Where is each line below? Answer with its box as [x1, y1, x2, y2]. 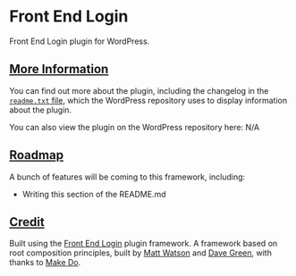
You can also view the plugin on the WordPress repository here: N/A [9, 121, 260, 132]
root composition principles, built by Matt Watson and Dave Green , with [9, 247, 273, 258]
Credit [9, 214, 45, 230]
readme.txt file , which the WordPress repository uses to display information [9, 95, 288, 105]
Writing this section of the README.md [21, 188, 166, 199]
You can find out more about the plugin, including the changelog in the [9, 85, 269, 96]
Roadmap [9, 147, 64, 163]
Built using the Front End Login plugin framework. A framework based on [9, 238, 278, 249]
